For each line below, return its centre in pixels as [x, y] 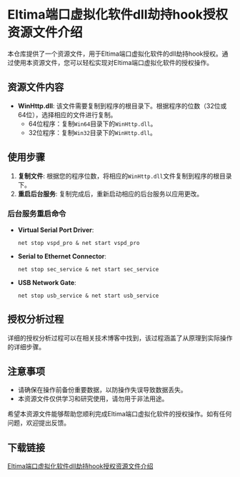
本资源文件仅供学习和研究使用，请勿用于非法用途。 [93, 399]
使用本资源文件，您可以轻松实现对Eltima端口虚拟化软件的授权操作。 [113, 62]
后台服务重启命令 [37, 214]
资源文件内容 [36, 87]
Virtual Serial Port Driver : [56, 230]
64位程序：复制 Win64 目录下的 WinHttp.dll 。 [92, 124]
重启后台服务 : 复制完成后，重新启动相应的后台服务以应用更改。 [110, 194]
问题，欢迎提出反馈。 [39, 423]
